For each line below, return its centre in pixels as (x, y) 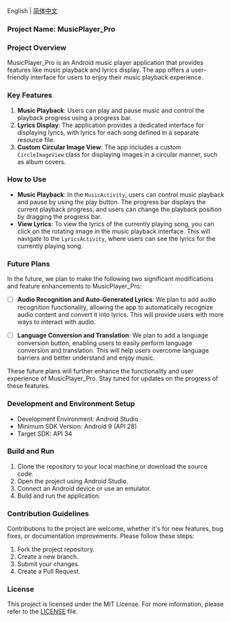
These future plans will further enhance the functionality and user (100, 371)
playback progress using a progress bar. (74, 117)
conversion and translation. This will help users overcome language (113, 351)
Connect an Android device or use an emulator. (84, 488)
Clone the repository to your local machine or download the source (112, 466)
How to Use (27, 179)
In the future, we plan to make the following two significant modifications (110, 279)
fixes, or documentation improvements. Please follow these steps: (101, 536)
